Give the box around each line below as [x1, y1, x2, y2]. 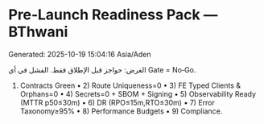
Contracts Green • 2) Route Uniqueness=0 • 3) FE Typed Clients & [19, 81, 241, 90]
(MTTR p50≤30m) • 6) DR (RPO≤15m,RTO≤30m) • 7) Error [19, 97, 216, 107]
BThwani [8, 23, 68, 41]
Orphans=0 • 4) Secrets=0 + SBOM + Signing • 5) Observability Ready [19, 89, 256, 98]
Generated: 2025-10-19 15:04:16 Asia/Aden [8, 49, 151, 59]
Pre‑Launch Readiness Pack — [8, 6, 218, 24]
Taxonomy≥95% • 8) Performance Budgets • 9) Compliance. [19, 106, 223, 116]
